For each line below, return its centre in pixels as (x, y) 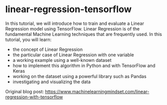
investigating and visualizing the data (51, 82)
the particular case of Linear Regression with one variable (73, 55)
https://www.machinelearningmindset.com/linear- (97, 91)
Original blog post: (25, 91)
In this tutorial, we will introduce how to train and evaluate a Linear (75, 23)
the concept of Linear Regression (48, 49)
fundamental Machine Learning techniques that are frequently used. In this (83, 34)
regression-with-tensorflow (34, 97)
